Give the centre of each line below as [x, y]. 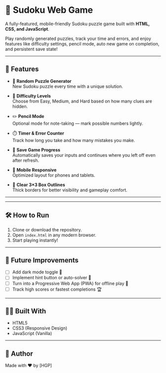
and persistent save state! [31, 49]
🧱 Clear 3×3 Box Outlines [39, 185]
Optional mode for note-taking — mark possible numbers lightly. [78, 123]
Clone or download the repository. [47, 229]
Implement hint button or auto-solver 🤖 [52, 278]
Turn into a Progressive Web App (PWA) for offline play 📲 [70, 283]
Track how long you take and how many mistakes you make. [74, 140]
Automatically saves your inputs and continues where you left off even [84, 155]
